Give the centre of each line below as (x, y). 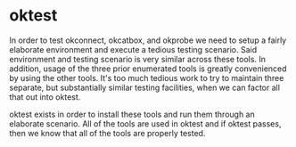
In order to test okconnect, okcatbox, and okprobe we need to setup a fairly (148, 40)
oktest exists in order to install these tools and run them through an (132, 114)
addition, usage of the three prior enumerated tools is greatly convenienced (148, 69)
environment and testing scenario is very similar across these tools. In (137, 59)
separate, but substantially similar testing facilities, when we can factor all (145, 87)
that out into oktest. (45, 97)
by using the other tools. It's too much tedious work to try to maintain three (147, 78)
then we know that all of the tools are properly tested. (107, 133)
